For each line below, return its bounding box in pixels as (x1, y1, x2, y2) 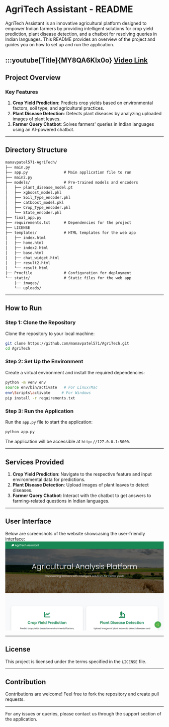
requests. (5, 696, 25, 702)
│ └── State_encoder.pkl (5, 210, 62, 215)
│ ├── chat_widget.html (5, 255, 59, 260)
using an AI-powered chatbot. (12, 127, 74, 133)
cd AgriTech (5, 346, 30, 351)
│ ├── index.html (5, 235, 46, 240)
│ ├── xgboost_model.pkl (5, 190, 62, 195)
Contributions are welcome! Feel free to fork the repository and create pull (5, 691, 159, 697)
